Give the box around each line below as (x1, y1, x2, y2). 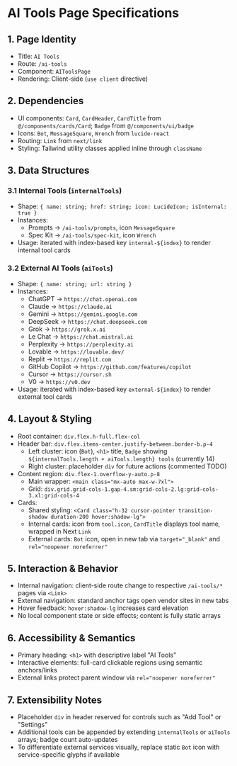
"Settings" (17, 721, 48, 729)
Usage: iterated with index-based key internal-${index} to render (17, 238, 211, 247)
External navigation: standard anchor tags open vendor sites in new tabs (17, 597, 229, 605)
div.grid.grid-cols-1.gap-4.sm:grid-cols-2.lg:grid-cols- (44, 485, 219, 493)
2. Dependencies (7, 95, 84, 107)
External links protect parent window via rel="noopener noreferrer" (17, 673, 216, 682)
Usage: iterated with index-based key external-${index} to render (17, 385, 211, 393)
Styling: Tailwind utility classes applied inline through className (17, 144, 202, 152)
